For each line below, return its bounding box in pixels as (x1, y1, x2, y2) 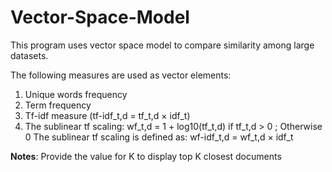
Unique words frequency (24, 88, 128, 100)
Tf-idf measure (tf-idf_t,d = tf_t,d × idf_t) (24, 109, 191, 121)
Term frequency (24, 99, 92, 111)
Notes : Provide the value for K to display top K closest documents (10, 150, 282, 162)
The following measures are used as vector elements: (10, 69, 232, 81)
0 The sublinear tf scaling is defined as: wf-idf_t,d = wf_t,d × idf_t (24, 131, 294, 143)
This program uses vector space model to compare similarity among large (10, 39, 315, 51)
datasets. (10, 49, 49, 61)
